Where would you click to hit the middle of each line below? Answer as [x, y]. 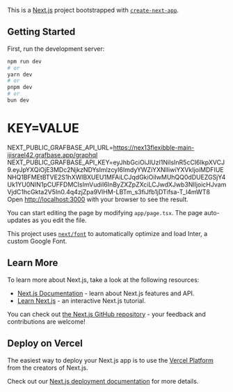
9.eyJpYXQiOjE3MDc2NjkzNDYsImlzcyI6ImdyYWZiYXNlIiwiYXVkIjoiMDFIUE [115, 169]
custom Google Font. [37, 241]
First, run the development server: [56, 49]
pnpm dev [20, 87]
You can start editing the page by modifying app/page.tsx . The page [105, 212]
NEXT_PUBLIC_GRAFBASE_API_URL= [60, 147]
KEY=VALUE [43, 128]
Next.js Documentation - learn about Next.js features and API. [106, 293]
